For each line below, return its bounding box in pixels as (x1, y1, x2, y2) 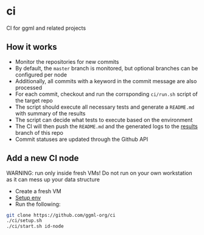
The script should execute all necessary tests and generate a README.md (15, 103, 195, 111)
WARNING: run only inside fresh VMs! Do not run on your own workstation (6, 169, 192, 177)
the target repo (15, 97, 53, 104)
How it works (6, 42, 57, 52)
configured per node (15, 71, 67, 78)
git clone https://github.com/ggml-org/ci (6, 212, 116, 218)
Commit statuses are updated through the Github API (15, 135, 149, 143)
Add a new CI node (6, 153, 79, 163)
